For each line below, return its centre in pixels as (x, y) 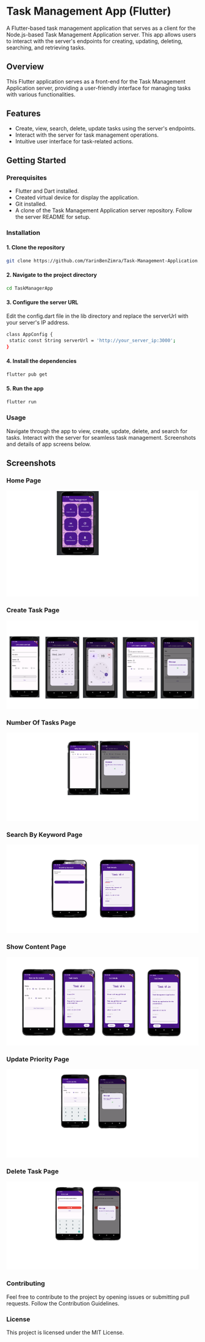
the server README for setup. (53, 217)
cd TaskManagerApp (30, 289)
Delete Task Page (33, 1171)
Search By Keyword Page (45, 834)
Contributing (26, 1283)
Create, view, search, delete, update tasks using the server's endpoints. (105, 128)
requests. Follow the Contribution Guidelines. (63, 1303)
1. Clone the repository (36, 247)
